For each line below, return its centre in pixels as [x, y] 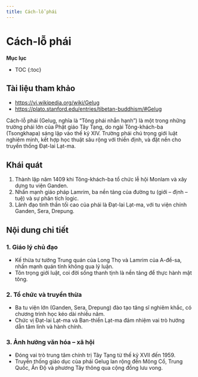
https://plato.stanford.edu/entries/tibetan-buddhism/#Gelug [88, 109]
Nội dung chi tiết [37, 230]
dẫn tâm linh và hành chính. [49, 327]
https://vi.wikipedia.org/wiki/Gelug [57, 103]
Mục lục [16, 58]
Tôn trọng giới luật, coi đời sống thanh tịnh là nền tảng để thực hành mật [103, 272]
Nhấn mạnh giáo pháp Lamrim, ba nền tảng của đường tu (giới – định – [101, 192]
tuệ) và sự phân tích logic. [47, 199]
